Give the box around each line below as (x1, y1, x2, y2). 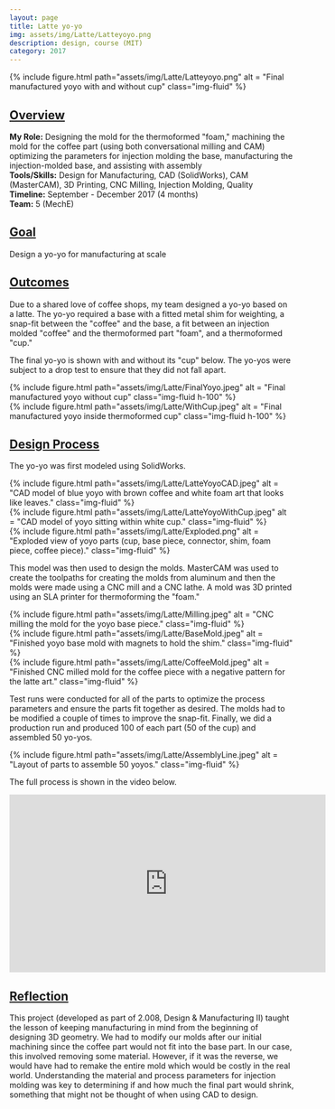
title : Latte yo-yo (9, 22, 83, 31)
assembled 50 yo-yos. (9, 732, 93, 743)
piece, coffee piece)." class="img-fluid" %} (9, 545, 171, 556)
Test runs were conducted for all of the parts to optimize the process (9, 694, 265, 704)
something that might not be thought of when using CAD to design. (9, 1089, 259, 1100)
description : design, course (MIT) (9, 38, 144, 48)
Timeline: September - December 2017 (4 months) (9, 189, 199, 200)
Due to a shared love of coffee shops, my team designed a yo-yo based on (9, 299, 288, 310)
